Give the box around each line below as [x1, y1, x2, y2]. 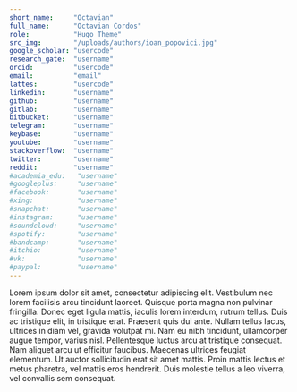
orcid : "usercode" [9, 64, 115, 72]
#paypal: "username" [9, 263, 118, 272]
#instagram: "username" [9, 212, 118, 222]
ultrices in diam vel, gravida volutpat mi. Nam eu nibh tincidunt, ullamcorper [9, 325, 288, 336]
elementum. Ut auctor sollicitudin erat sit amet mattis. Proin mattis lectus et [9, 354, 286, 364]
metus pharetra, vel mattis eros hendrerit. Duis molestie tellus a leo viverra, [9, 363, 286, 374]
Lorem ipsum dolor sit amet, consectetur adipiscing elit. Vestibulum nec [9, 287, 274, 298]
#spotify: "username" [9, 229, 118, 238]
